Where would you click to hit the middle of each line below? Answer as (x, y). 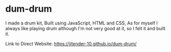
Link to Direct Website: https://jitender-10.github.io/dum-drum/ (71, 43)
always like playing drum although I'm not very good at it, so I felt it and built (86, 28)
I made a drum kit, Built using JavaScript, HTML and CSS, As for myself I (82, 23)
